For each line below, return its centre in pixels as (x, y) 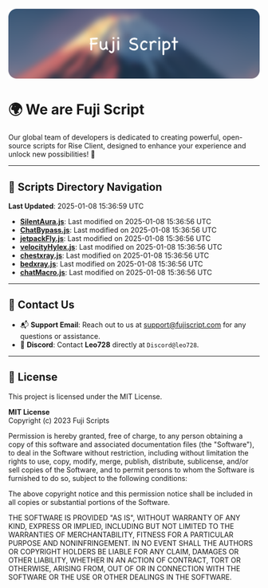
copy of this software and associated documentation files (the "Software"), (132, 444)
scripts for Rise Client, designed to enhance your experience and (140, 146)
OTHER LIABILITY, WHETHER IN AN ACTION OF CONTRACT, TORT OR (124, 560)
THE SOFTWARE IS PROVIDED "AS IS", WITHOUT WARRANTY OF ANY (124, 517)
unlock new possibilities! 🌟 (52, 154)
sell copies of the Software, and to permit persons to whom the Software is (132, 470)
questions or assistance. (60, 336)
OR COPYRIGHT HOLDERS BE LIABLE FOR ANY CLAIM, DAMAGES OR (124, 551)
